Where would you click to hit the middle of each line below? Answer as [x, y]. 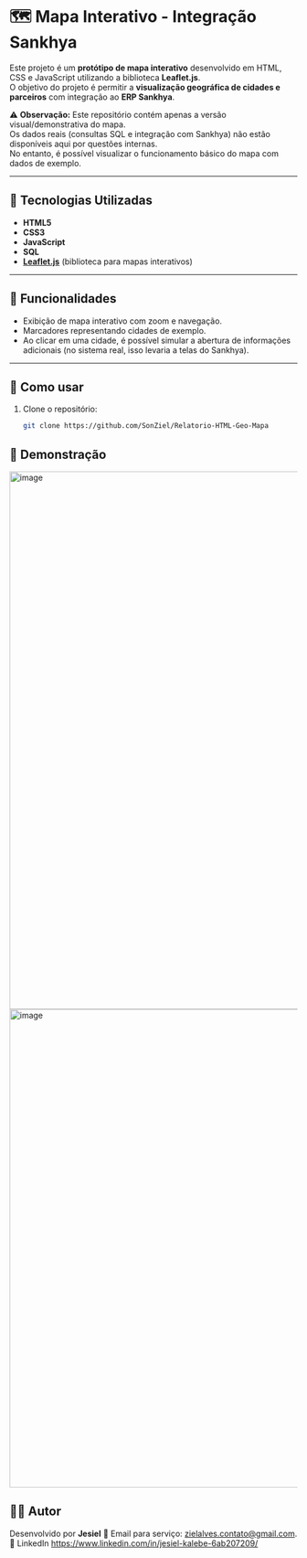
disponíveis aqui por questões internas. [84, 144]
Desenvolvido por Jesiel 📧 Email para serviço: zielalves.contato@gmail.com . [153, 1533]
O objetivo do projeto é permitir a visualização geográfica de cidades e [145, 87]
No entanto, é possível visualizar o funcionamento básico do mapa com [144, 153]
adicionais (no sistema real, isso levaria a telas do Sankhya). [136, 350]
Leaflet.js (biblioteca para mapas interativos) [108, 261]
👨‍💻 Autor [36, 1512]
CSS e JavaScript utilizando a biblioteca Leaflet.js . [105, 77]
